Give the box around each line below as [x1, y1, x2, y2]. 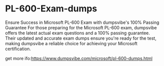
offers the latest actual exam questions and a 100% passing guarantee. [5, 30, 150, 36]
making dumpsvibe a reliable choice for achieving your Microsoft [5, 40, 138, 46]
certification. [5, 46, 31, 52]
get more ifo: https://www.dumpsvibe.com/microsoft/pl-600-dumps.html [5, 55, 153, 61]
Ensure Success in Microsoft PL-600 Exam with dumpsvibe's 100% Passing [5, 19, 160, 25]
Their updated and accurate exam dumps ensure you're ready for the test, [5, 35, 157, 41]
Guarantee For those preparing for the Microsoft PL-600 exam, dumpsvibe [5, 24, 157, 30]
